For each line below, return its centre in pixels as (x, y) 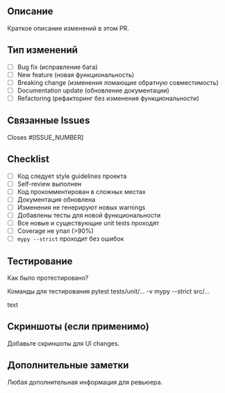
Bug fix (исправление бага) (58, 67)
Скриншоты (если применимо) (78, 327)
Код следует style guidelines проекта (72, 176)
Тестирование (40, 261)
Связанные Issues (49, 121)
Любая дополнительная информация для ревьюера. (85, 382)
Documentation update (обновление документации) (93, 90)
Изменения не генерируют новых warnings (81, 207)
